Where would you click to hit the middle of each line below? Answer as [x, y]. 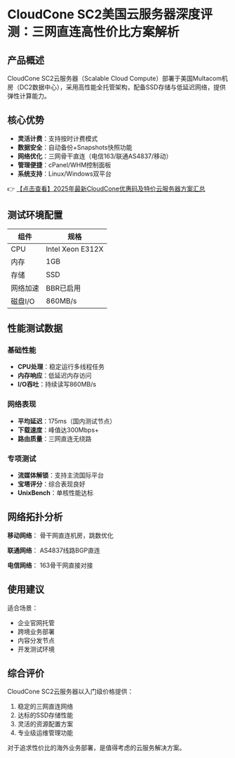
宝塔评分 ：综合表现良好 [51, 484]
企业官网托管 [36, 622]
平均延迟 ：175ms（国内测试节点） [67, 421]
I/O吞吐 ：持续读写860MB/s [57, 385]
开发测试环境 [36, 649]
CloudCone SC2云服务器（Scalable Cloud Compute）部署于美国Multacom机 [117, 78]
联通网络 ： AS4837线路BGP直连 [54, 550]
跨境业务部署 [36, 631]
